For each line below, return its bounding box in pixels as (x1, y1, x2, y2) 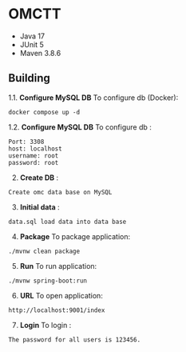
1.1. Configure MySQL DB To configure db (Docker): (8, 93, 179, 102)
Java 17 (19, 31, 46, 41)
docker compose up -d (8, 108, 81, 116)
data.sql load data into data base (8, 218, 127, 226)
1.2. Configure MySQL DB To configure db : (8, 122, 152, 132)
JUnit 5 (19, 39, 44, 49)
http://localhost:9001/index (8, 306, 105, 314)
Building (8, 71, 50, 85)
